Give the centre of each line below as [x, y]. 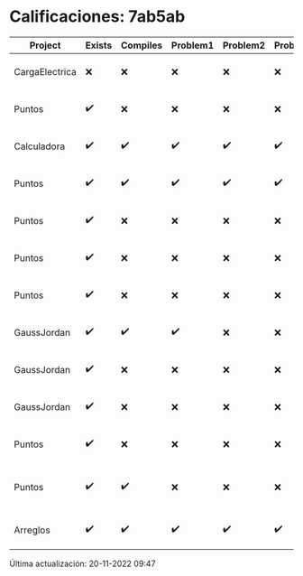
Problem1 [193, 45]
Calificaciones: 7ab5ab [97, 17]
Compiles [142, 45]
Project [45, 45]
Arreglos [32, 530]
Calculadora [40, 146]
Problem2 [244, 45]
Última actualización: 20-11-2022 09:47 [83, 563]
